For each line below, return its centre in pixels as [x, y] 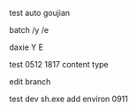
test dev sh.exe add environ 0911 [68, 99]
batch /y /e [29, 30]
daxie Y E [27, 47]
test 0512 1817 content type [59, 64]
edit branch [30, 82]
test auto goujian [40, 13]
